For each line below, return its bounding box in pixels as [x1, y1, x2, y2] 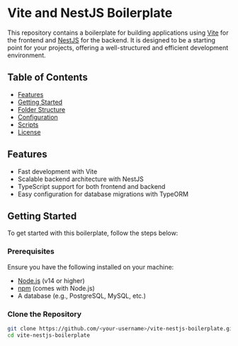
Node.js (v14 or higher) [17, 276, 85, 284]
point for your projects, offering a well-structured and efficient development [7, 43, 229, 52]
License [17, 127, 41, 136]
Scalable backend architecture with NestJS [17, 175, 144, 183]
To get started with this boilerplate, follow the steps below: [7, 229, 178, 238]
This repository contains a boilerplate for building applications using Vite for [7, 28, 229, 37]
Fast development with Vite [17, 167, 98, 175]
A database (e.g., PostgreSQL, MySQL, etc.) [17, 292, 147, 300]
